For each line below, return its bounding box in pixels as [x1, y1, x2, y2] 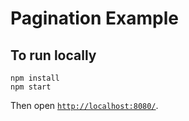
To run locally [10, 47, 97, 64]
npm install [10, 73, 60, 83]
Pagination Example [10, 7, 180, 30]
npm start [10, 82, 52, 92]
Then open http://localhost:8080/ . [10, 100, 159, 111]
